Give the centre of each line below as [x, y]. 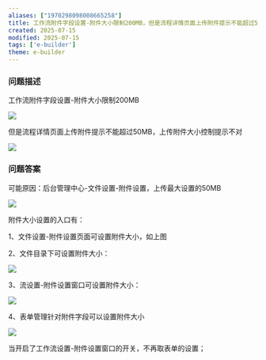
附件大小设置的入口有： [46, 219]
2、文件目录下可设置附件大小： [59, 253]
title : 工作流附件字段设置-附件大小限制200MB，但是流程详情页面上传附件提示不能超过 [131, 23]
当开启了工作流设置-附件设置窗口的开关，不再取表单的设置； [107, 348]
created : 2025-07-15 [42, 30]
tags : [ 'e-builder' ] [42, 45]
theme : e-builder [37, 52]
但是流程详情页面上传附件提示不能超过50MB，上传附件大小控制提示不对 [125, 132]
